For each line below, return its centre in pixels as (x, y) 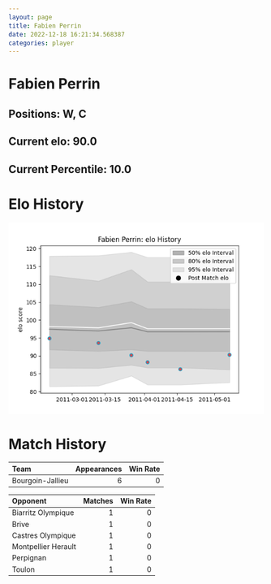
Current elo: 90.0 (53, 142)
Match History (58, 444)
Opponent (29, 501)
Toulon (23, 569)
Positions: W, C (47, 114)
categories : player (41, 43)
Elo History (46, 204)
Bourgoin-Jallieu (40, 481)
